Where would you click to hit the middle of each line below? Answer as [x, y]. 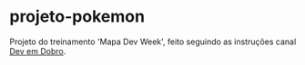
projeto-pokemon [77, 17]
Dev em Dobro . [38, 51]
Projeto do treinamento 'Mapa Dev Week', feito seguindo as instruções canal [153, 42]
